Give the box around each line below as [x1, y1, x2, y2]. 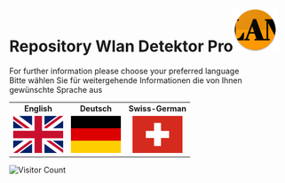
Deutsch [79, 103, 113, 113]
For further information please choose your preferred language [9, 65, 240, 76]
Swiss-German [128, 103, 186, 113]
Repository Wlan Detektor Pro [9, 36, 234, 57]
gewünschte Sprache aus [9, 84, 103, 95]
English [23, 103, 53, 113]
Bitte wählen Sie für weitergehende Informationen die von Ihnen [9, 74, 242, 86]
